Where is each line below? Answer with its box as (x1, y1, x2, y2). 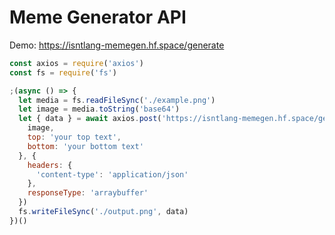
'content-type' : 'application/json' (35, 169, 189, 180)
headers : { (27, 160, 73, 170)
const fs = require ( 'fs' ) (9, 67, 117, 78)
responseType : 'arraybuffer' (27, 188, 149, 198)
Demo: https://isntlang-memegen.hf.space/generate (9, 39, 225, 51)
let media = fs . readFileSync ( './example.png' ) (18, 95, 216, 105)
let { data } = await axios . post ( (18, 114, 162, 124)
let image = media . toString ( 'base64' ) (18, 104, 181, 115)
